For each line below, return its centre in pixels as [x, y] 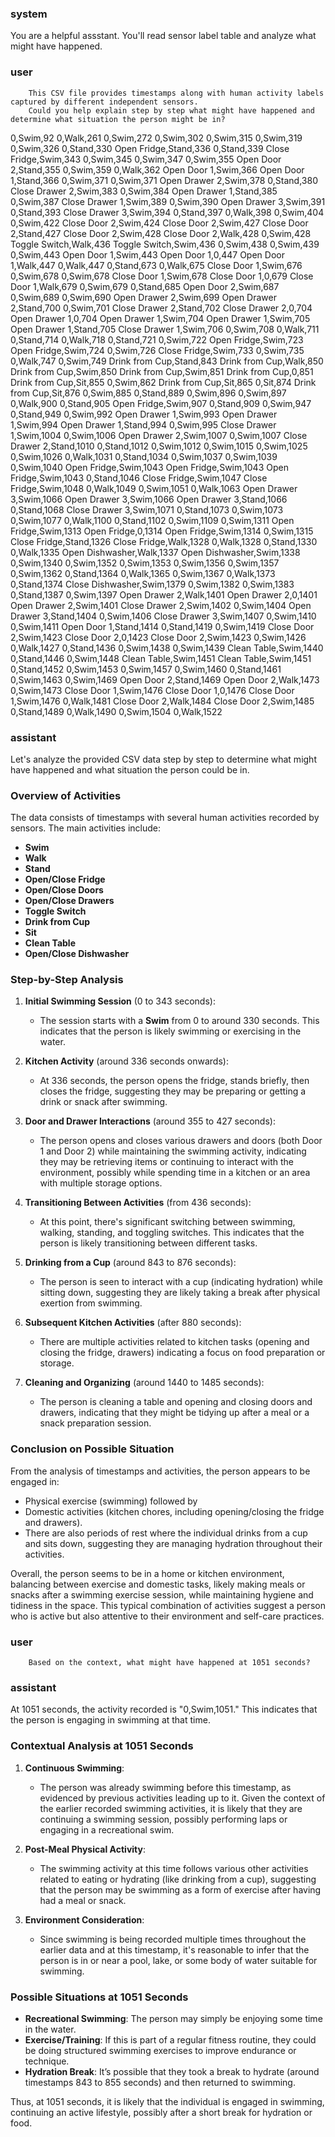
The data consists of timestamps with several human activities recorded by [165, 818]
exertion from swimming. [91, 1303]
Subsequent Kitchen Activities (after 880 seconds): [133, 1323]
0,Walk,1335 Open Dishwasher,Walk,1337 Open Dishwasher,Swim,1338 [155, 552]
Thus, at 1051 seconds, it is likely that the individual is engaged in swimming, [167, 2101]
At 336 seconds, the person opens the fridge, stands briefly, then [174, 1081]
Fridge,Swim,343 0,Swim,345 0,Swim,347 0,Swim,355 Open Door [146, 159]
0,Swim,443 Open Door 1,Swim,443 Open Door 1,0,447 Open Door [147, 254]
